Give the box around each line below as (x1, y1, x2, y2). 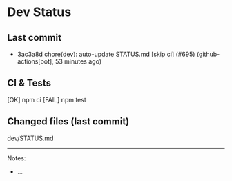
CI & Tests (7, 77, 52, 89)
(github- (196, 50, 220, 58)
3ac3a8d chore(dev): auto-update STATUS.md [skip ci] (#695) (17, 50, 195, 58)
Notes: (7, 153, 26, 162)
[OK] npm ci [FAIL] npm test (7, 95, 86, 104)
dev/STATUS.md (7, 134, 54, 142)
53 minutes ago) (55, 57, 102, 66)
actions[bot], (17, 57, 54, 66)
